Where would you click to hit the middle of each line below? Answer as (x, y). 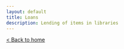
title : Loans (22, 17)
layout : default (26, 12)
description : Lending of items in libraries (62, 23)
